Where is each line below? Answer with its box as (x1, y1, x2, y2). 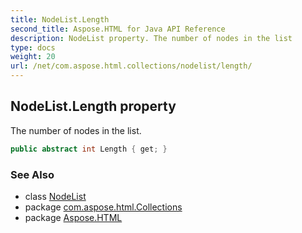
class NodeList (24, 190, 87, 202)
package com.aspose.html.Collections (24, 201, 183, 213)
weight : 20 (10, 52, 56, 62)
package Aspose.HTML (24, 211, 123, 223)
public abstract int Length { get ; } (10, 144, 168, 154)
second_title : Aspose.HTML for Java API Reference (10, 24, 226, 34)
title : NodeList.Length (10, 14, 110, 25)
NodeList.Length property (10, 98, 177, 115)
